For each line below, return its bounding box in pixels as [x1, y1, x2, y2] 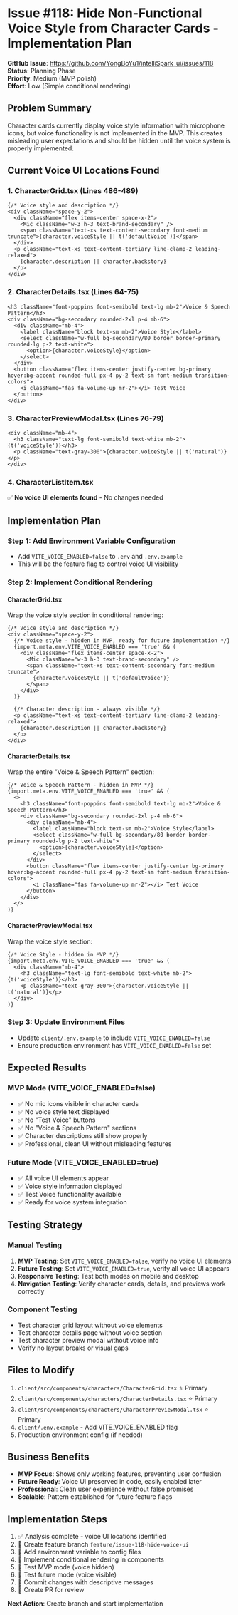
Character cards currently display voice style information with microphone [7, 121, 225, 130]
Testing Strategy [7, 1219, 83, 1231]
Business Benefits [7, 1451, 90, 1463]
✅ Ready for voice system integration [17, 1197, 127, 1206]
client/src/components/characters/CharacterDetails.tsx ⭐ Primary [17, 1394, 218, 1403]
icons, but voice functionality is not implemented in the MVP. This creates [7, 128, 222, 137]
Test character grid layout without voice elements [17, 1321, 163, 1329]
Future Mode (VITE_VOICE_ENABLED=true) [7, 1157, 159, 1167]
